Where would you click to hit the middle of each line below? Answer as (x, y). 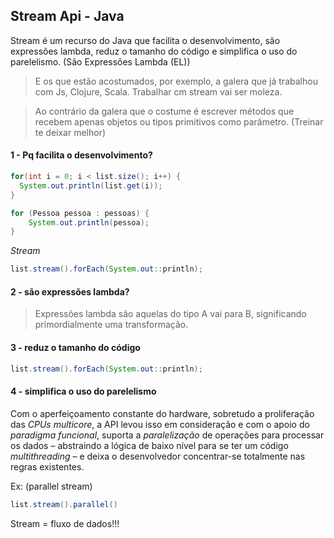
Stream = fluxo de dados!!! (65, 523)
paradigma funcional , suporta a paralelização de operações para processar (167, 435)
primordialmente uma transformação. (111, 325)
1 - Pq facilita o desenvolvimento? (81, 155)
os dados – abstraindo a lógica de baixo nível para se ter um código (149, 445)
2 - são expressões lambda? (70, 291)
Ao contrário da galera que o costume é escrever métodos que (164, 111)
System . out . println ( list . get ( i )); (91, 185)
